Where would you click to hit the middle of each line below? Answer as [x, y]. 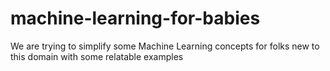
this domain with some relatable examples [97, 56]
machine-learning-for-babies [135, 18]
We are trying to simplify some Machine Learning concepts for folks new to [165, 46]
